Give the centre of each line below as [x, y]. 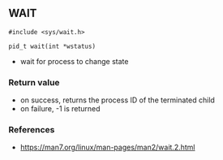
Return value [34, 82]
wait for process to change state [74, 61]
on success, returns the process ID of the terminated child [117, 100]
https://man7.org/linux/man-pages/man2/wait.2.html [107, 147]
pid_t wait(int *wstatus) [52, 46]
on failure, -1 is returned [60, 109]
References [32, 130]
